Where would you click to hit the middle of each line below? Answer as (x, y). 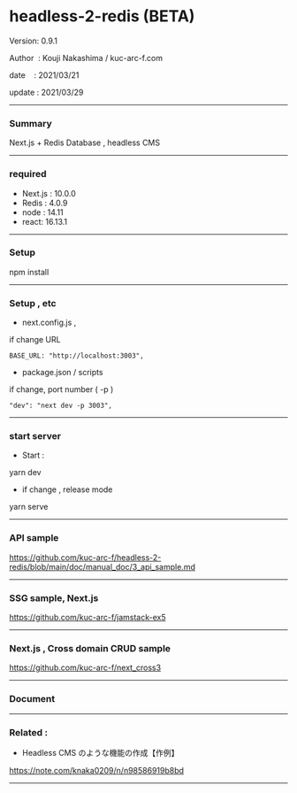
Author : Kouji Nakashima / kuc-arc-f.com (86, 58)
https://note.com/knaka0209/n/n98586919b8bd (96, 770)
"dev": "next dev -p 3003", (61, 406)
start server (35, 436)
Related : (29, 732)
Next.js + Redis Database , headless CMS (85, 142)
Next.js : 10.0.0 (49, 193)
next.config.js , (49, 323)
